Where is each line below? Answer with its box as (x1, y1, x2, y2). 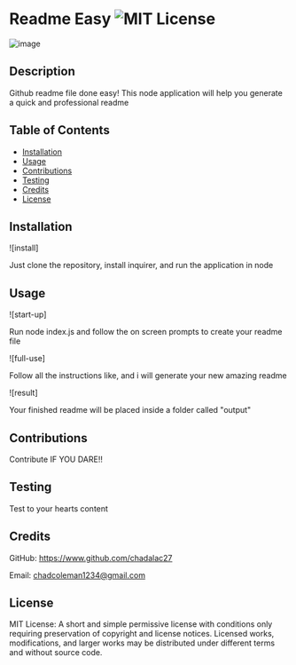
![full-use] (9, 353, 46, 364)
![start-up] (9, 309, 47, 320)
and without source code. (9, 647, 103, 658)
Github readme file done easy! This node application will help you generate (9, 87, 284, 98)
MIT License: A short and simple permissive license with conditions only (9, 619, 273, 629)
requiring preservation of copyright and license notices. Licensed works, (9, 629, 275, 639)
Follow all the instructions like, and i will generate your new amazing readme (9, 370, 287, 381)
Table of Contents (9, 123, 111, 138)
